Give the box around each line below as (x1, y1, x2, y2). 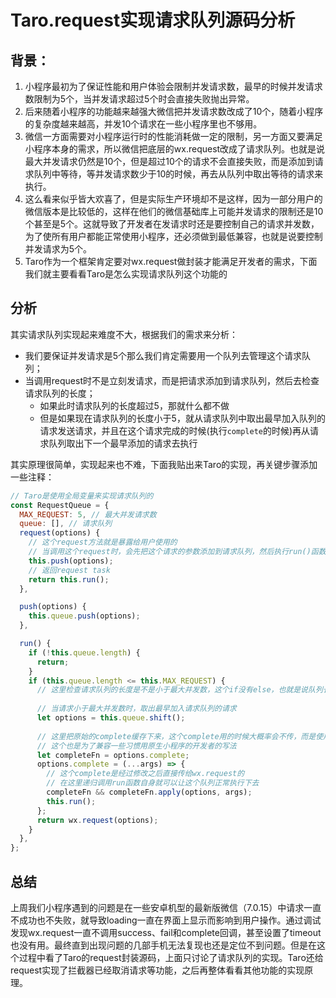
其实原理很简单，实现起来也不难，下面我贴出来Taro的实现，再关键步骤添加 (10, 458, 318, 470)
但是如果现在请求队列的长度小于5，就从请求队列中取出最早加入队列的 (39, 412, 326, 424)
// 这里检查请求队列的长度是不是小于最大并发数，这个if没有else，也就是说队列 (36, 685, 323, 695)
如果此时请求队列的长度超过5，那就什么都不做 (39, 399, 230, 411)
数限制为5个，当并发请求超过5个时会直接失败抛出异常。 (24, 93, 255, 105)
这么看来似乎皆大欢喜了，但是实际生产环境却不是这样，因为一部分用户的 (24, 193, 323, 205)
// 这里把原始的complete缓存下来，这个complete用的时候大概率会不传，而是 (36, 731, 317, 741)
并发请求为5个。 (24, 243, 93, 255)
